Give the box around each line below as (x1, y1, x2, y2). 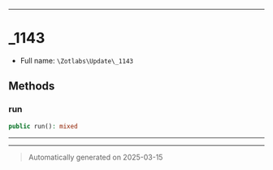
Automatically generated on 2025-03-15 (28, 152, 163, 162)
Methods (8, 79, 55, 94)
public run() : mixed (8, 122, 79, 130)
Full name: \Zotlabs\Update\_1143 (19, 55, 134, 65)
